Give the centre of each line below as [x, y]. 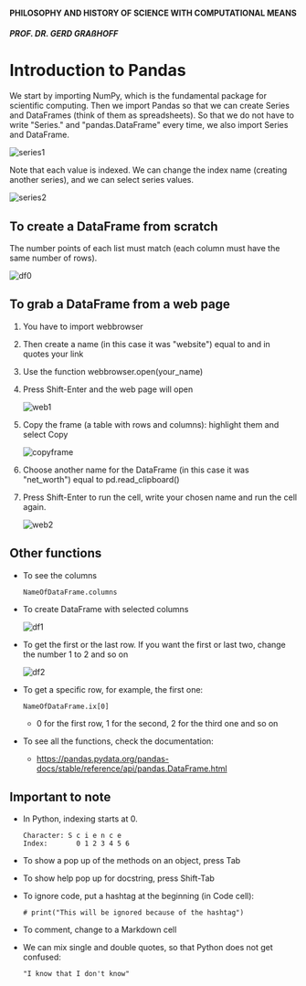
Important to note [60, 796]
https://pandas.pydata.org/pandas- [102, 758]
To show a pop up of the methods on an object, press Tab [132, 861]
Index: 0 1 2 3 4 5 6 [76, 844]
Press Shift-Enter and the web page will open [108, 389]
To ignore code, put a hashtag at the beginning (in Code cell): [138, 896]
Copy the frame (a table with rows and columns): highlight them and [151, 424]
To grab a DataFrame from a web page [120, 305]
